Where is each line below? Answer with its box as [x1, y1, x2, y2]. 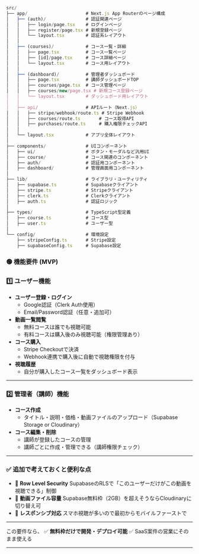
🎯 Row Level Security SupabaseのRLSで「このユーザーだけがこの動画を [14, 480, 192, 487]
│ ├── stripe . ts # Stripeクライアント [6, 187, 133, 193]
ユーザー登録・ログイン [14, 294, 72, 301]
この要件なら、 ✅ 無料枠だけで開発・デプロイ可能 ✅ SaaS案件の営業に [6, 528, 179, 535]
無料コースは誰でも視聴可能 [23, 323, 91, 330]
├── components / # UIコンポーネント [6, 143, 127, 149]
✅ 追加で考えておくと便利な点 [6, 465, 92, 473]
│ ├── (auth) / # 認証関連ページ [6, 16, 123, 22]
